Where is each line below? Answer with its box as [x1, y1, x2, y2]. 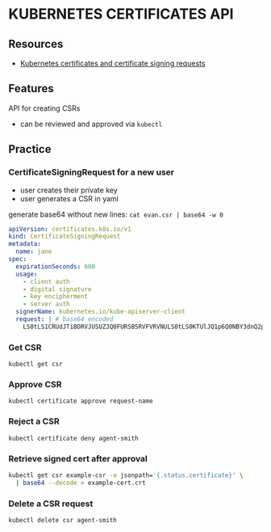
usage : [15, 270, 38, 278]
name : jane [15, 247, 52, 255]
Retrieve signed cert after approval [8, 453, 148, 464]
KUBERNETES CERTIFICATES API [8, 5, 234, 23]
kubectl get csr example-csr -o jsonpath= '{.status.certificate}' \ [8, 471, 244, 479]
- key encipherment [23, 293, 89, 301]
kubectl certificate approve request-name [8, 397, 153, 405]
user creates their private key [19, 185, 119, 195]
